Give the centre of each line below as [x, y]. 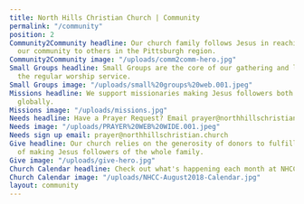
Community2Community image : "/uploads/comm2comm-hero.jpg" [123, 60]
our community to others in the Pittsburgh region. [117, 51]
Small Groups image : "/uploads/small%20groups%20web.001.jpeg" [131, 85]
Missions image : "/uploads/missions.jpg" [89, 110]
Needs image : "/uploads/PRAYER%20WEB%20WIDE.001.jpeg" [115, 127]
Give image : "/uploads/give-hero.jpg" [82, 160]
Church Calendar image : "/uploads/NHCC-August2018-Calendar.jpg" [135, 177]
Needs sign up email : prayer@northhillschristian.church [119, 135]
